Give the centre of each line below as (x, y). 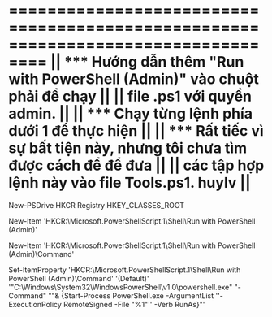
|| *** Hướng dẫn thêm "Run (147, 62)
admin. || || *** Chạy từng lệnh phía (131, 114)
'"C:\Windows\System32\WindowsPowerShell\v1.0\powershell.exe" (121, 287)
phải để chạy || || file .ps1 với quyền (130, 96)
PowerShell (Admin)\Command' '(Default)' (79, 278)
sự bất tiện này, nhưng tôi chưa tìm (128, 148)
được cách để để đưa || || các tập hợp (136, 165)
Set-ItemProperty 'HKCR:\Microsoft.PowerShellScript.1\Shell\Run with (125, 270)
